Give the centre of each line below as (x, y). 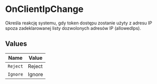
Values (16, 44)
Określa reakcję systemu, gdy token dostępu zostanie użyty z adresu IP (79, 23)
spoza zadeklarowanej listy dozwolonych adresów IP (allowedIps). (73, 28)
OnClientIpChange (44, 9)
